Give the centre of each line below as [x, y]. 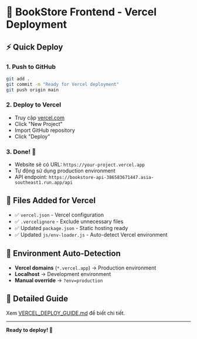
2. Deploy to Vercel [34, 105]
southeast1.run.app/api [44, 183]
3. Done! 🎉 [21, 151]
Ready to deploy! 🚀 [30, 330]
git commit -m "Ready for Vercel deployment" [62, 84]
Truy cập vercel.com [39, 118]
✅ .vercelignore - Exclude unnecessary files [69, 221]
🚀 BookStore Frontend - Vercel [81, 12]
